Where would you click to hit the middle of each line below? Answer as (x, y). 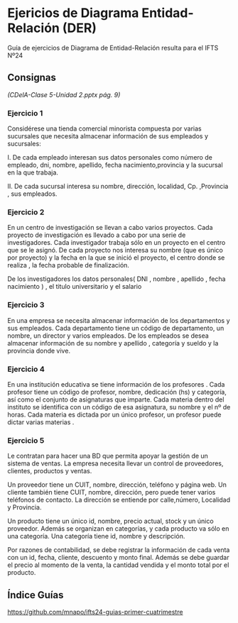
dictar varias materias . (41, 422)
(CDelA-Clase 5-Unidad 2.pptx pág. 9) (64, 94)
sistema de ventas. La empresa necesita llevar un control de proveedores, (115, 463)
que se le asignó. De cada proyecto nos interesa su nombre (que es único (115, 250)
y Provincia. (25, 507)
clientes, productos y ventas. (50, 471)
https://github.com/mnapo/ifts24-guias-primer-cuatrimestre (95, 612)
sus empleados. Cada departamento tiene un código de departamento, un (116, 328)
